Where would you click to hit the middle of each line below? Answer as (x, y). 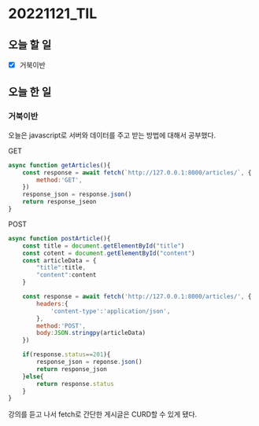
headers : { (52, 303)
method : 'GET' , (59, 180)
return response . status (75, 384)
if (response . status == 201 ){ (67, 354)
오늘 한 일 (30, 92)
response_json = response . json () (77, 195)
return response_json (72, 369)
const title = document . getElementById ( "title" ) (104, 246)
